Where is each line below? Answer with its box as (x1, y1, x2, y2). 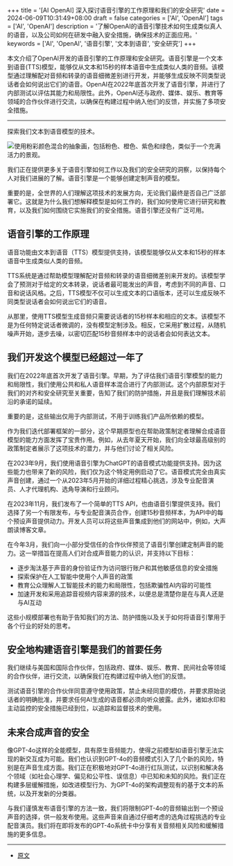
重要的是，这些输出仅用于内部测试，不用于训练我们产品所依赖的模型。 (7, 412, 208, 421)
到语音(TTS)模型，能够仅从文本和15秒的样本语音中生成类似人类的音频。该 (7, 63, 218, 71)
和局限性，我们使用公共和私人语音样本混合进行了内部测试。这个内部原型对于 (7, 380, 226, 388)
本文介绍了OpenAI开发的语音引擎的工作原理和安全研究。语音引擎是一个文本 (7, 54, 223, 62)
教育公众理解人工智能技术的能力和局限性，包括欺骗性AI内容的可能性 (17, 581, 212, 589)
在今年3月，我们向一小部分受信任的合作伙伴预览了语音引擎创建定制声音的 (7, 540, 218, 549)
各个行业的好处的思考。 (7, 621, 74, 630)
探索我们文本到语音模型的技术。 (7, 127, 98, 135)
